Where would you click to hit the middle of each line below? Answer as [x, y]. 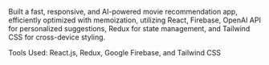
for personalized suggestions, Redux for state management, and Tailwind [129, 28]
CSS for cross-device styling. [57, 37]
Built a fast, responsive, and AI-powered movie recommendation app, [123, 12]
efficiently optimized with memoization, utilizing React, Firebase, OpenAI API [134, 20]
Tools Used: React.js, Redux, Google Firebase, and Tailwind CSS [115, 53]
